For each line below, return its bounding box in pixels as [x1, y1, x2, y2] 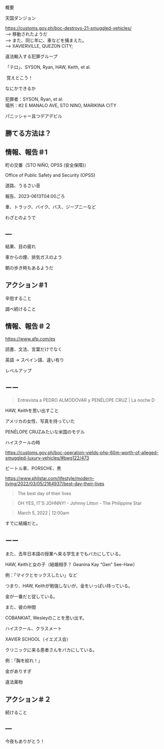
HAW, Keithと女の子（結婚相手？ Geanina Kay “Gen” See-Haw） [5, 561, 137, 568]
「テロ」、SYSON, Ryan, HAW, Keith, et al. [5, 64, 91, 70]
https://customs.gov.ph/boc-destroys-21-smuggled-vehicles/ [5, 25, 131, 31]
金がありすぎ [5, 668, 31, 675]
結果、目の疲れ [5, 243, 36, 250]
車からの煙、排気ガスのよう [5, 254, 62, 260]
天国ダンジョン [5, 15, 36, 21]
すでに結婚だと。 [5, 520, 41, 526]
